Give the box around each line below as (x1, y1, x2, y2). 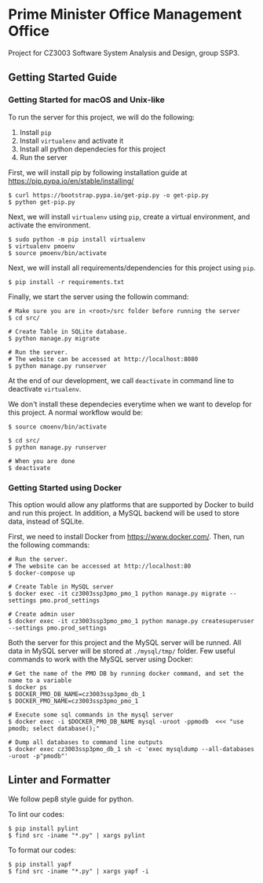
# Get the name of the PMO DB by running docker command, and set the (8, 670, 244, 677)
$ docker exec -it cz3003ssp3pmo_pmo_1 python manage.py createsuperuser (8, 617, 255, 625)
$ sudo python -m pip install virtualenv (8, 235, 146, 243)
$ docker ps (8, 683, 47, 691)
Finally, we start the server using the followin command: (8, 292, 189, 301)
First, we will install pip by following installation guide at (8, 167, 188, 177)
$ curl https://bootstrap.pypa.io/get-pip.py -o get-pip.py (8, 191, 210, 199)
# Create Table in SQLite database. (8, 327, 128, 335)
